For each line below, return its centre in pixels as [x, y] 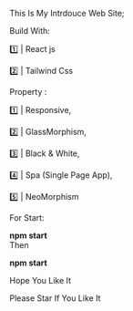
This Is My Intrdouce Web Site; [67, 13]
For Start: [27, 218]
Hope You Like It [40, 280]
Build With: [30, 31]
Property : [28, 92]
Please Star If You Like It [55, 298]
